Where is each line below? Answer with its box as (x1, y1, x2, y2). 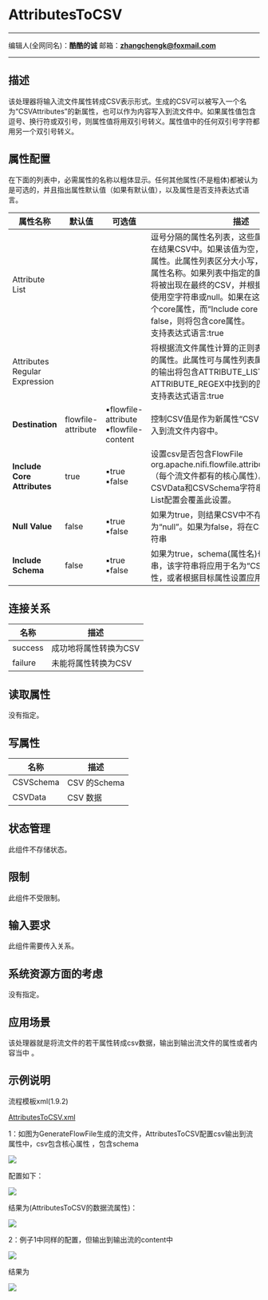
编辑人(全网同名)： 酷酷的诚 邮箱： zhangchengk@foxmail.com (8, 40, 217, 50)
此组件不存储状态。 (8, 844, 72, 854)
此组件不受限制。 (8, 893, 65, 903)
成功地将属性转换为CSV (51, 643, 140, 654)
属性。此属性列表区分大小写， (150, 255, 263, 266)
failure (12, 657, 36, 668)
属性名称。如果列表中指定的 (150, 267, 255, 278)
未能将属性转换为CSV (51, 658, 132, 669)
